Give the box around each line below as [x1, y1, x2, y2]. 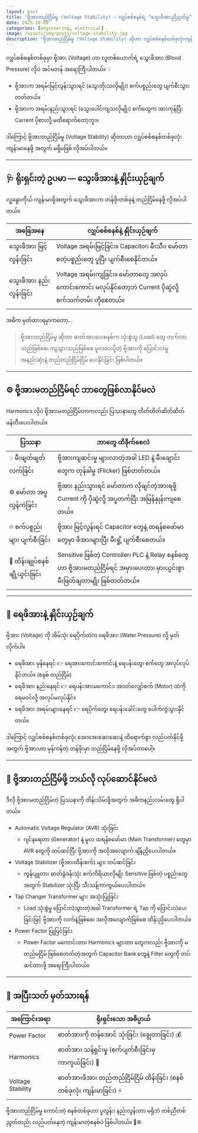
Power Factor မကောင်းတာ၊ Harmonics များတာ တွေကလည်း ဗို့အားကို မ [23, 939, 189, 946]
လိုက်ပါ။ [6, 643, 25, 650]
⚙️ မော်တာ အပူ [9, 488, 48, 496]
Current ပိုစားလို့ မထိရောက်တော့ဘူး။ [14, 116, 99, 123]
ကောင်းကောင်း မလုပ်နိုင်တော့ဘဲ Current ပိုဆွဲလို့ [56, 283, 179, 291]
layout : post [6, 8, 38, 15]
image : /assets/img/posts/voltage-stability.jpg [6, 31, 128, 37]
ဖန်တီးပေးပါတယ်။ [6, 419, 48, 426]
